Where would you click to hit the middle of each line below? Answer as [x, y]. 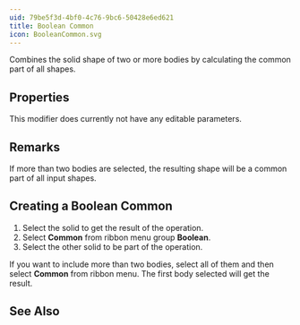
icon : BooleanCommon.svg [56, 34]
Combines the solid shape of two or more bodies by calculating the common [150, 60]
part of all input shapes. [53, 178]
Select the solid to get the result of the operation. [113, 227]
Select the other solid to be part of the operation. [112, 246]
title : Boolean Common [51, 26]
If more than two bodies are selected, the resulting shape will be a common [148, 168]
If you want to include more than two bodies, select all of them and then [142, 264]
